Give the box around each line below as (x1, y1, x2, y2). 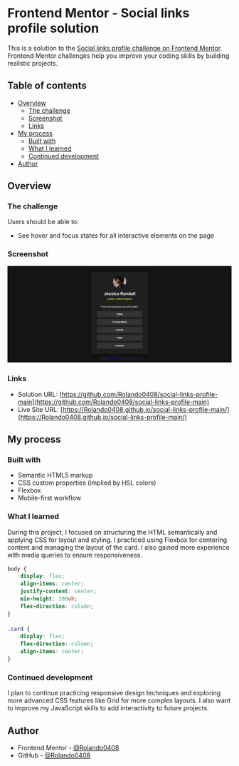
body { (7, 565, 27, 573)
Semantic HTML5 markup (17, 471, 93, 480)
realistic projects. (7, 59, 58, 67)
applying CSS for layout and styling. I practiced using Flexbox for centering (7, 535, 228, 544)
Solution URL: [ (17, 390, 62, 398)
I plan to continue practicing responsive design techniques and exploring (7, 689, 221, 697)
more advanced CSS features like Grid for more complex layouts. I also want (7, 696, 231, 705)
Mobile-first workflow (17, 494, 82, 503)
